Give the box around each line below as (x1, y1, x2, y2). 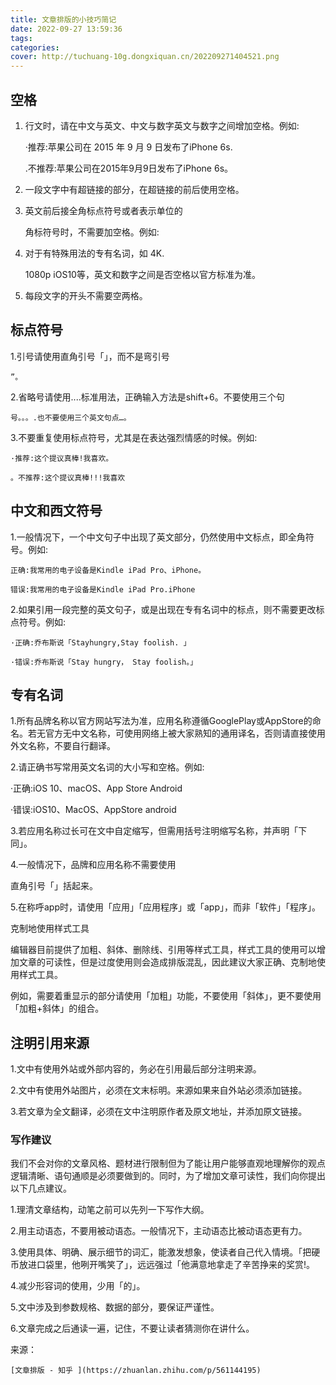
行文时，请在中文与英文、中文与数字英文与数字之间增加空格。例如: (24, 119, 300, 131)
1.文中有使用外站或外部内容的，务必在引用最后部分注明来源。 (10, 1063, 262, 1075)
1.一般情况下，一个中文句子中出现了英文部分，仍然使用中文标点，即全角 (10, 531, 306, 543)
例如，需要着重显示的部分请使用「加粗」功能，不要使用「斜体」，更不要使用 (10, 990, 322, 1002)
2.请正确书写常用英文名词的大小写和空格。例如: (10, 761, 205, 773)
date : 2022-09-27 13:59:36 (10, 24, 123, 34)
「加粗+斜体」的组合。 (10, 1002, 105, 1015)
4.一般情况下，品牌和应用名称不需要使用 (10, 859, 177, 871)
